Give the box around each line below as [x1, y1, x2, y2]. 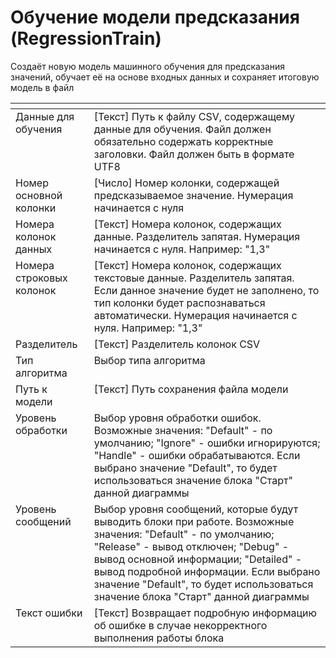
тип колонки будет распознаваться [93, 296, 266, 310]
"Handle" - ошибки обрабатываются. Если [93, 448, 301, 462]
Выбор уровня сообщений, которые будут [93, 502, 299, 516]
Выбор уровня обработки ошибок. [93, 411, 262, 425]
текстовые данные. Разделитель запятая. [93, 271, 295, 285]
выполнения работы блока [93, 631, 225, 645]
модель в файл [10, 81, 75, 93]
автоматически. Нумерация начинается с [93, 308, 298, 322]
